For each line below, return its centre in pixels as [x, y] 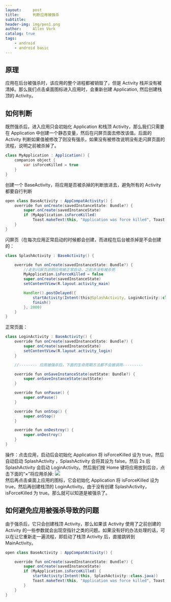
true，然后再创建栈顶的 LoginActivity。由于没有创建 [60, 486]
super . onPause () [41, 398]
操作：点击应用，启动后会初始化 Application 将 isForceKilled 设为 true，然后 [85, 455]
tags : [11, 39]
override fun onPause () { [42, 393]
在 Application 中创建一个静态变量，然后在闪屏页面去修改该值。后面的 [79, 133]
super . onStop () [40, 416]
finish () [42, 302]
